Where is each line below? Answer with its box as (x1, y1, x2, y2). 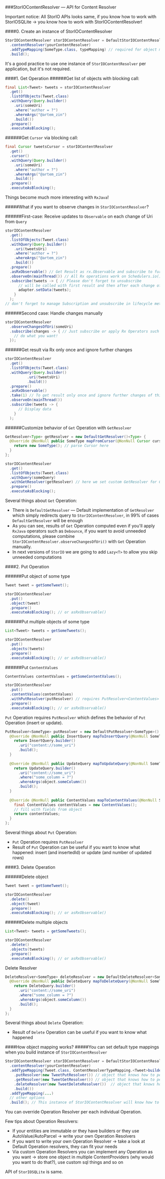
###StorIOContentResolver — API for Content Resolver (5, 4, 117, 10)
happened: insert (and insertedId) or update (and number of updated (12, 850, 152, 855)
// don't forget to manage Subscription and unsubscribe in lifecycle (5, 301, 153, 306)
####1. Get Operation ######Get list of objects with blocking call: (5, 75, 139, 81)
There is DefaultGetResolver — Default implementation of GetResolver (12, 507, 155, 513)
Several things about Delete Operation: (5, 1020, 84, 1026)
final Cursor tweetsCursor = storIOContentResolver (5, 145, 113, 149)
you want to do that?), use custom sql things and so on (12, 1159, 124, 1165)
